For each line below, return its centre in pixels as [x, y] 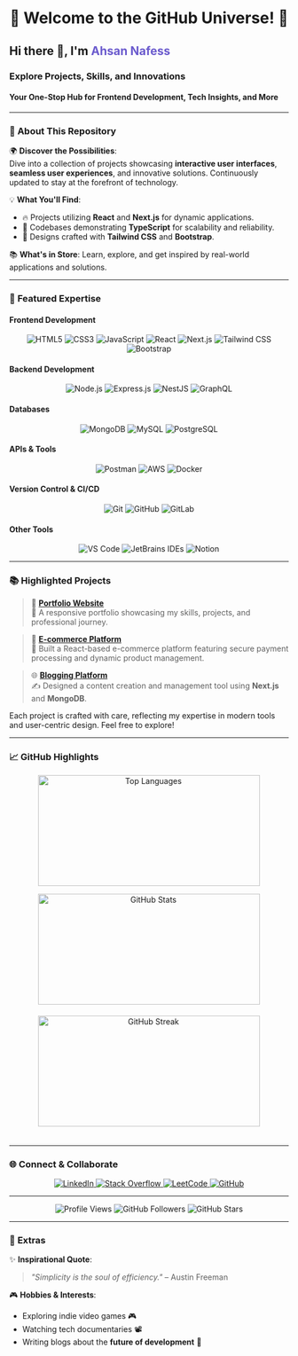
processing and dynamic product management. [118, 658]
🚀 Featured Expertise [55, 298]
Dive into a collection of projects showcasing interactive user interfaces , [143, 164]
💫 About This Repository [63, 130]
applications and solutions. [58, 267]
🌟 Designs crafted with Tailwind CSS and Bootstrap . [118, 237]
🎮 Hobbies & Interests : [53, 1295]
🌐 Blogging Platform [69, 675]
